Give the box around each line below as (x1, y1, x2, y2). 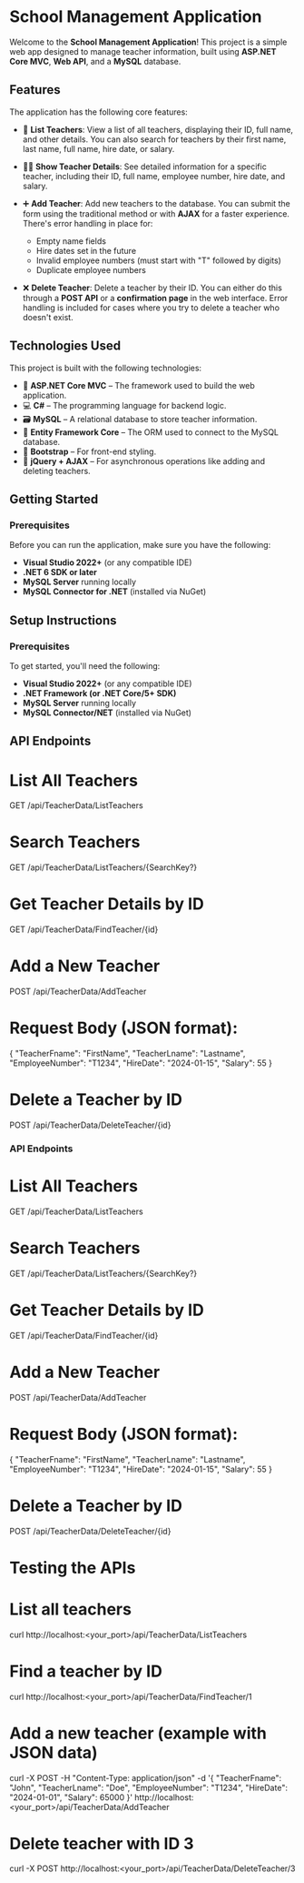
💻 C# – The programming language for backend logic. (22, 400, 227, 410)
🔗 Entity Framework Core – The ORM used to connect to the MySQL (22, 426, 279, 438)
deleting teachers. (22, 465, 91, 476)
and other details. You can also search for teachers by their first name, (22, 134, 287, 145)
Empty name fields (35, 235, 107, 247)
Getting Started (9, 491, 99, 507)
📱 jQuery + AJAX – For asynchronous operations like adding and (22, 455, 266, 466)
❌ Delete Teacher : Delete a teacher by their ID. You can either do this (22, 282, 283, 293)
